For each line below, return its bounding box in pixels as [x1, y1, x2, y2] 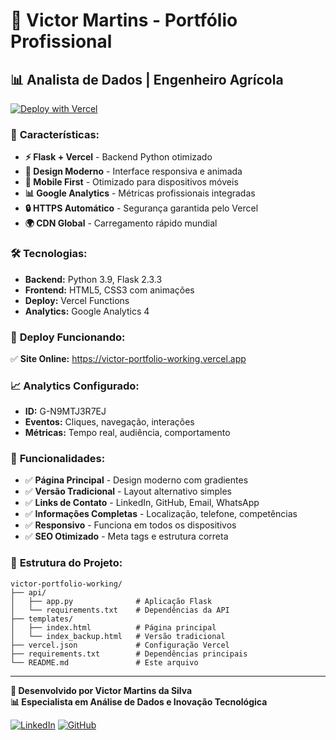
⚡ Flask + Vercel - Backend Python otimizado [24, 151, 213, 163]
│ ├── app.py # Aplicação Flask [10, 596, 213, 606]
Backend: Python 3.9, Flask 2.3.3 [24, 273, 163, 285]
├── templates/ [10, 614, 74, 624]
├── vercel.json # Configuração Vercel [10, 640, 230, 650]
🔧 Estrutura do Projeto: [10, 556, 123, 570]
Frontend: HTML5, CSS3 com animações [24, 284, 195, 296]
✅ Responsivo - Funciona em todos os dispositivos [24, 519, 237, 531]
